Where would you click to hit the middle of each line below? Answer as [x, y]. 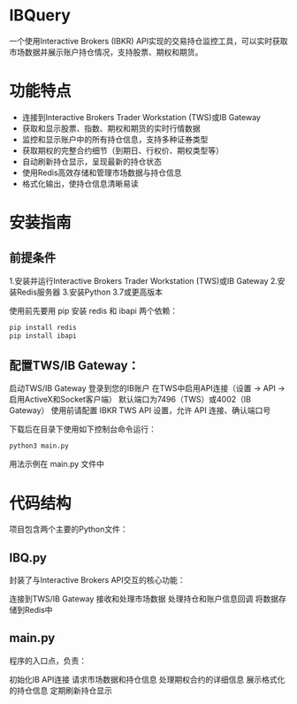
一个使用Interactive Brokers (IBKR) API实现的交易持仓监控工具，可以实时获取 [148, 41]
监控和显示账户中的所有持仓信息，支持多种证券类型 [115, 139]
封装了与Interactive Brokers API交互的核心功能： [97, 580]
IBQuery [40, 15]
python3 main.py [39, 446]
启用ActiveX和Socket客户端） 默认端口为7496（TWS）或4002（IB [130, 400]
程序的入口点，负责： [48, 661]
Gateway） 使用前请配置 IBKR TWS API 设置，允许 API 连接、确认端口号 [140, 410]
